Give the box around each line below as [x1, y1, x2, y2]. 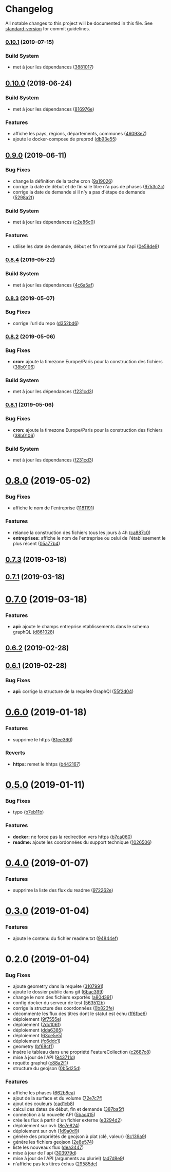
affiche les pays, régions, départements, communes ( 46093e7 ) [12, 131, 147, 137]
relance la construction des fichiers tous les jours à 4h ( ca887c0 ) [12, 529, 151, 536]
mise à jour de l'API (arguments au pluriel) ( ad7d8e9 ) [12, 1156, 125, 1162]
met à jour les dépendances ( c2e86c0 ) [12, 219, 96, 225]
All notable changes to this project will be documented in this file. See [5, 20, 153, 26]
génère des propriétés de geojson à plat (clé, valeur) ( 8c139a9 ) [12, 1133, 147, 1140]
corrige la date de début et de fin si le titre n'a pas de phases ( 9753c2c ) [12, 183, 165, 189]
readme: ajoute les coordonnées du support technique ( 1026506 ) [12, 839, 152, 845]
